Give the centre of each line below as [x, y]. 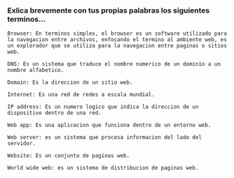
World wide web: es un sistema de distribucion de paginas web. [103, 168]
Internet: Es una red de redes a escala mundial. [81, 95]
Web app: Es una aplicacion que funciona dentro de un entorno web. [109, 125]
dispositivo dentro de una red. [54, 113]
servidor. [22, 144]
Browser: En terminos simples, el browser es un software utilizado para [117, 34]
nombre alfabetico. [36, 71]
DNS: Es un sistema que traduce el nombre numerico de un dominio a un [114, 64]
